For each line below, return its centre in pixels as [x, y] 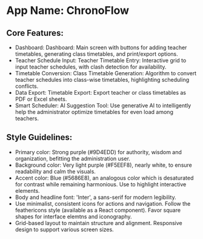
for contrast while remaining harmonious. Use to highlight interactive [101, 184]
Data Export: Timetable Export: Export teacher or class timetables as [101, 93]
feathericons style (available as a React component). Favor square [98, 210]
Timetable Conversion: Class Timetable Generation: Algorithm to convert [106, 73]
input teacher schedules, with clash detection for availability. [91, 67]
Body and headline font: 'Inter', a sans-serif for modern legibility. [96, 197]
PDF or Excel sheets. [41, 99]
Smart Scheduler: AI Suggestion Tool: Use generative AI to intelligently [103, 106]
